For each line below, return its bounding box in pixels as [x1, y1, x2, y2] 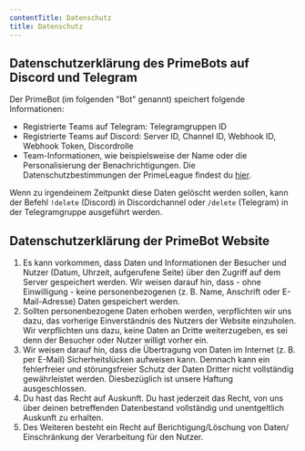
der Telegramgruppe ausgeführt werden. [9, 207, 163, 218]
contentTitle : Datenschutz [9, 13, 112, 23]
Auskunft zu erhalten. [22, 412, 104, 424]
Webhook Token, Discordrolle [22, 140, 134, 151]
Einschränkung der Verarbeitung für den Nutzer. [22, 432, 204, 443]
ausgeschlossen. [22, 384, 86, 395]
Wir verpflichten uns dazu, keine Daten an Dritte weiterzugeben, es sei [22, 325, 289, 336]
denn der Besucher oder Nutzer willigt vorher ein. [22, 334, 209, 346]
